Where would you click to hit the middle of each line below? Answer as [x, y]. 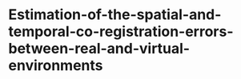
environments [56, 66]
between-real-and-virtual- [99, 49]
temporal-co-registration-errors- [121, 32]
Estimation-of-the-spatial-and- [115, 15]
